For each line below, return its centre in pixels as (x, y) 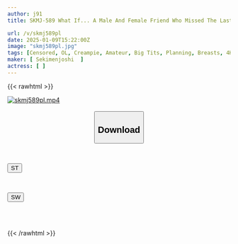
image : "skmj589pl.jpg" (42, 47)
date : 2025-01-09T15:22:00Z (49, 40)
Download (119, 130)
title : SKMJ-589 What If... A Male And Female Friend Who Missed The (112, 21)
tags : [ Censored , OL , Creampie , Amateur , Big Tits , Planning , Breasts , (115, 53)
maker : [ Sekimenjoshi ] (45, 60)
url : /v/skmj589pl (34, 33)
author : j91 (25, 14)
